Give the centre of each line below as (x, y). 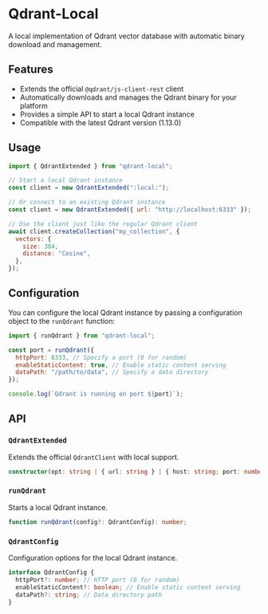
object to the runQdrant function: (62, 321)
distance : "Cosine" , (57, 254)
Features (31, 70)
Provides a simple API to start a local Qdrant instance (107, 114)
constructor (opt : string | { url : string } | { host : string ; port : (124, 471)
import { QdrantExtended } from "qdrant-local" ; (91, 166)
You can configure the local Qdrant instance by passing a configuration (125, 313)
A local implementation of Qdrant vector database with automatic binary (126, 36)
